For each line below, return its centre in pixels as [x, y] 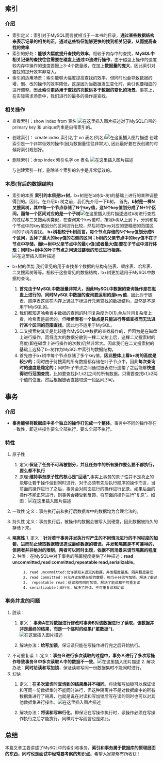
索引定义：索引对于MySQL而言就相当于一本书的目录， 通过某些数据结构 [83, 35]
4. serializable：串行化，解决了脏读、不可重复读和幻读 [74, 588]
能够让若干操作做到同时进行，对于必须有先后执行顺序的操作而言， [85, 483]
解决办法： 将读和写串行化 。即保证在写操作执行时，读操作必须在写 [85, 712]
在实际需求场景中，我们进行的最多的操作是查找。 [61, 96]
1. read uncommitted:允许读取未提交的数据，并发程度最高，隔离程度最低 [88, 572]
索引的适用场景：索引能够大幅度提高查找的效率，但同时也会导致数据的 [82, 78]
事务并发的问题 [23, 601]
